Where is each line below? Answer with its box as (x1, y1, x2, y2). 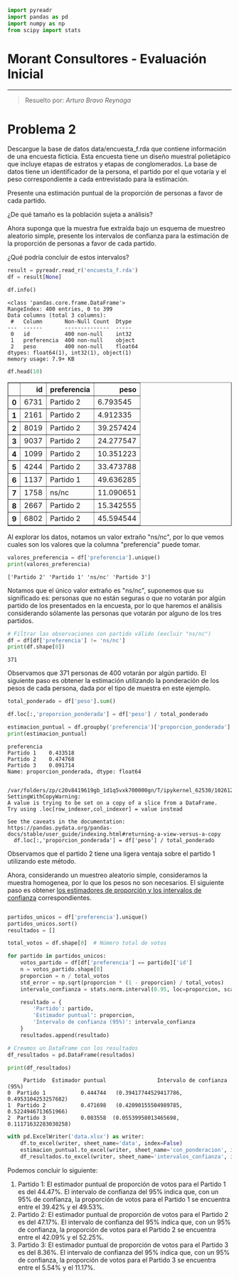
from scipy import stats (7, 26, 81, 34)
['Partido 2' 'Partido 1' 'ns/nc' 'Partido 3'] (7, 573, 152, 581)
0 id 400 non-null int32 (10, 330, 132, 338)
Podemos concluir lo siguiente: (7, 1166, 98, 1174)
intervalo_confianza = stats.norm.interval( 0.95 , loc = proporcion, (20, 986, 221, 993)
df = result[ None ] (7, 273, 62, 281)
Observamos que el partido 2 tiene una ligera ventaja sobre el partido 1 (7, 849, 216, 858)
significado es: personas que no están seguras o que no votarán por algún (7, 593, 226, 602)
